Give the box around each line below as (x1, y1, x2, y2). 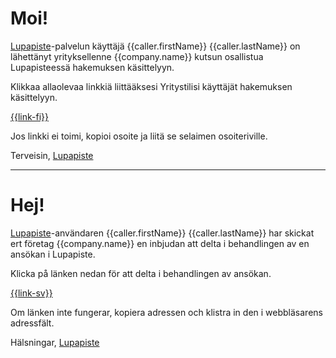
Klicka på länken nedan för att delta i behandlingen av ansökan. (10, 267, 272, 279)
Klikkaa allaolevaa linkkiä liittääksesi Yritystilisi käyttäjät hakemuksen (10, 80, 293, 92)
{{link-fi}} (10, 110, 49, 122)
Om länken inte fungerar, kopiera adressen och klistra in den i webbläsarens (10, 306, 323, 318)
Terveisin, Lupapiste (10, 149, 94, 161)
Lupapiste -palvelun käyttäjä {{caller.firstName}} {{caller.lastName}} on (10, 40, 301, 52)
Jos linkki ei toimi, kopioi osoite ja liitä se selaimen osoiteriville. (10, 130, 268, 142)
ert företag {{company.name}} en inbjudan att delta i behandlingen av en (10, 237, 310, 249)
